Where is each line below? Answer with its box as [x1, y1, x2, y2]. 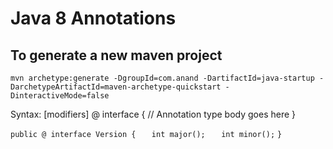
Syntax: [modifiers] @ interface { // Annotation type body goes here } [10, 108, 296, 120]
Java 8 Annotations [10, 7, 177, 30]
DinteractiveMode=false [10, 91, 110, 101]
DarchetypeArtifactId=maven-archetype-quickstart [10, 82, 222, 92]
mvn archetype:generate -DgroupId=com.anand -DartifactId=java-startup [10, 73, 315, 83]
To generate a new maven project [10, 47, 223, 64]
